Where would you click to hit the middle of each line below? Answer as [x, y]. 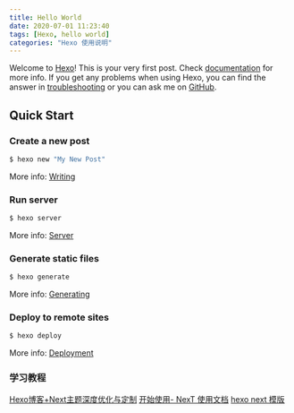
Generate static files [55, 258]
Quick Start [42, 115]
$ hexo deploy [36, 336]
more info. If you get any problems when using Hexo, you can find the [138, 78]
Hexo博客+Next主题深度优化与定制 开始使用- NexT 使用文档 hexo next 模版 [147, 399]
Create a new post [50, 141]
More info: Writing [42, 176]
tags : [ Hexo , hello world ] [59, 34]
